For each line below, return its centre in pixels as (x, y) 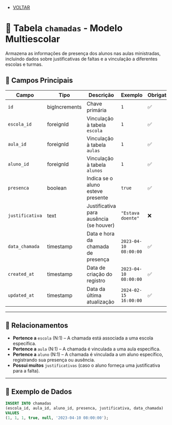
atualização (101, 302)
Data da (96, 289)
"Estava (130, 213)
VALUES (12, 413)
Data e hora (101, 234)
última (94, 295)
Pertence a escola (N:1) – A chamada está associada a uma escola (83, 338)
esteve (95, 191)
